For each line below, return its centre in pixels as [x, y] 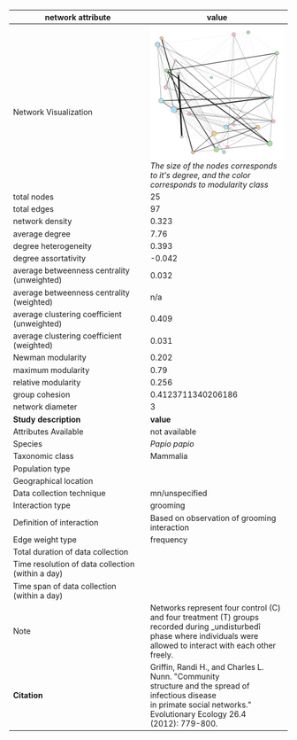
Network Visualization [53, 112]
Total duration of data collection [71, 552]
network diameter [45, 407]
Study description [47, 419]
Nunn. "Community [185, 677]
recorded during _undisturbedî [205, 627]
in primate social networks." [201, 705]
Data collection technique [59, 494]
